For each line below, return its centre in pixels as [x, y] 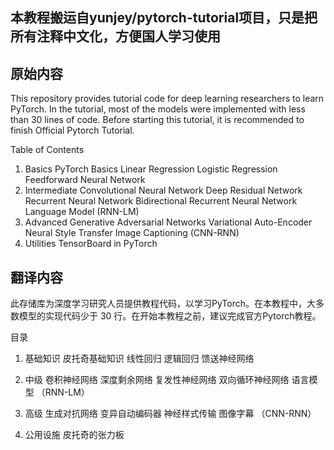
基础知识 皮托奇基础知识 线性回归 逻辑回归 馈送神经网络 [139, 359]
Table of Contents [47, 150]
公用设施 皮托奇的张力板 [74, 435]
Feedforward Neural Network [85, 180]
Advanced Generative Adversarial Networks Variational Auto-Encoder [168, 222]
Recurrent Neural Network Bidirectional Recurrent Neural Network [161, 201]
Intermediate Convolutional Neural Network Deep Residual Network [163, 190]
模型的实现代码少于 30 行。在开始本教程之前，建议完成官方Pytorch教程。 [170, 316]
